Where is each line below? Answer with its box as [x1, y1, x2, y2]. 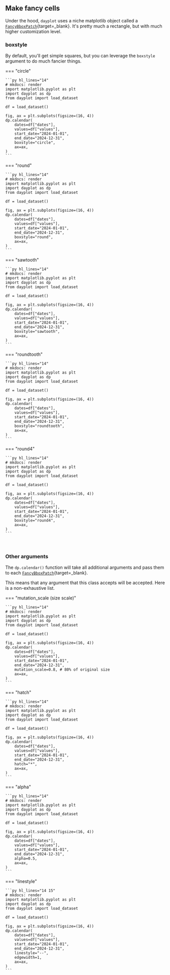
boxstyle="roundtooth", [14, 423, 65, 429]
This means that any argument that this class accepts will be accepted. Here [5, 580, 165, 586]
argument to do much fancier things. [5, 58, 82, 64]
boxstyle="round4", [14, 518, 56, 523]
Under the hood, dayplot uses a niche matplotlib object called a [5, 17, 138, 23]
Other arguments [5, 553, 49, 560]
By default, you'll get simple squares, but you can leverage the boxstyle [5, 53, 156, 59]
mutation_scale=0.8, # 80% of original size [14, 667, 110, 672]
